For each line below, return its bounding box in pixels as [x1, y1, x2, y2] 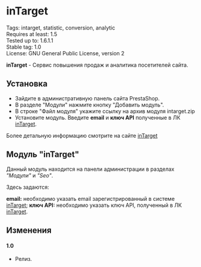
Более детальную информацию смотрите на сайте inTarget [6, 132, 158, 139]
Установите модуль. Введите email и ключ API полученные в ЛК [14, 114, 181, 121]
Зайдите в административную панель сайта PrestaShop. [14, 94, 160, 102]
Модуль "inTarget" [6, 149, 80, 160]
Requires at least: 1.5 [6, 30, 58, 37]
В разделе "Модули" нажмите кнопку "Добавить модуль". [14, 101, 164, 108]
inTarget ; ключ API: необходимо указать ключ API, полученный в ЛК [6, 201, 182, 209]
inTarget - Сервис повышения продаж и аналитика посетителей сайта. [6, 61, 188, 69]
